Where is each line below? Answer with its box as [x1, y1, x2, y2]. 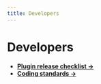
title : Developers [7, 10, 59, 17]
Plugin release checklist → [16, 62, 94, 70]
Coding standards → [16, 69, 76, 77]
